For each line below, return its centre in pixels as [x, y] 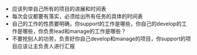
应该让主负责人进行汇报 [46, 46]
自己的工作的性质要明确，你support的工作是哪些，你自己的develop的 [97, 24]
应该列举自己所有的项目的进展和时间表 [59, 9]
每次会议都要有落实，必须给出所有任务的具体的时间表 [77, 16]
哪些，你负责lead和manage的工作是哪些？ [74, 31]
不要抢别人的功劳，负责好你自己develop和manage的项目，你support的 [99, 39]
